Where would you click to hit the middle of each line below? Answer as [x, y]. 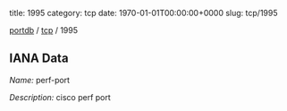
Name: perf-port [39, 80]
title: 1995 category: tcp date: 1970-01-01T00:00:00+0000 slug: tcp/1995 [144, 13]
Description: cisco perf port [60, 97]
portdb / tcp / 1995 [44, 30]
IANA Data [39, 59]
